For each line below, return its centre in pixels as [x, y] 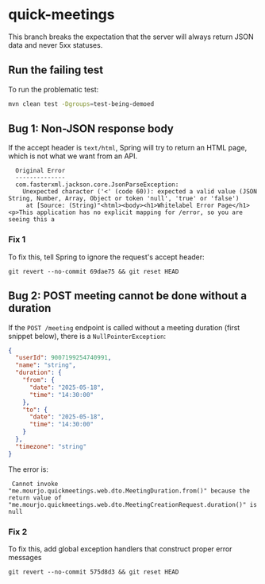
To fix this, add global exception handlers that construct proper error [120, 549]
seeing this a [32, 220]
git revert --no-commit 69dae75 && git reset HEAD [94, 271]
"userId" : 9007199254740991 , [63, 358]
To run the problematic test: [54, 89]
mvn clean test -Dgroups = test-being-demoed [81, 104]
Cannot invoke [35, 484]
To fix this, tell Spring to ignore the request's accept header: [106, 257]
